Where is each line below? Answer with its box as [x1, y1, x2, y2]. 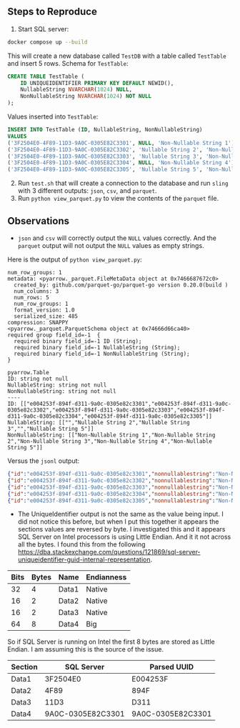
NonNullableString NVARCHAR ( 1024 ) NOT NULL [20, 93, 152, 100]
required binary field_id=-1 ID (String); [14, 338, 142, 345]
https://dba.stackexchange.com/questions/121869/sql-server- [17, 548, 201, 557]
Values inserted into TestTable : [7, 112, 99, 121]
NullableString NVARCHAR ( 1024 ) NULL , [20, 86, 133, 94]
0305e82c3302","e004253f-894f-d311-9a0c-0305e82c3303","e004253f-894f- [7, 407, 225, 414]
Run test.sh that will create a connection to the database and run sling [17, 179, 229, 188]
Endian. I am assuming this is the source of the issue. [7, 645, 164, 654]
